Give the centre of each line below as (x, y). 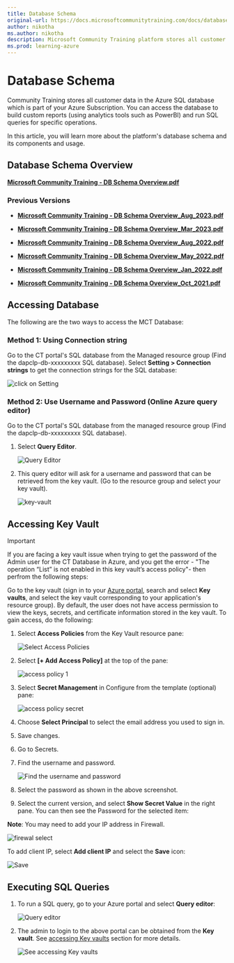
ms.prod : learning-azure (43, 46)
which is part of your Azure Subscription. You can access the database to (113, 107)
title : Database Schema (42, 14)
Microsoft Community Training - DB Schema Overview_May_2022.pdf (120, 256)
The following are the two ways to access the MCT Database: (95, 321)
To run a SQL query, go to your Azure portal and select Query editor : (116, 904)
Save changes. (39, 736)
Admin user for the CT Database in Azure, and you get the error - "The (109, 562)
